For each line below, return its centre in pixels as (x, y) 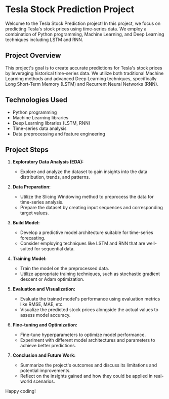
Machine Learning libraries (40, 117)
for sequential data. (54, 249)
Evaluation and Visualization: (44, 289)
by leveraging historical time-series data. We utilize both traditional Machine (85, 73)
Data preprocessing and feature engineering (59, 134)
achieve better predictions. (48, 346)
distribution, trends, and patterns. (55, 177)
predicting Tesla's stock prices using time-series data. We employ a (76, 28)
